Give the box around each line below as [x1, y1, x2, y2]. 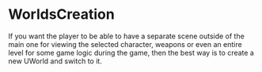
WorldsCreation [8, 5, 115, 23]
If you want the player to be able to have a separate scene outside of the [8, 31, 245, 41]
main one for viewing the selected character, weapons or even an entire [8, 39, 243, 49]
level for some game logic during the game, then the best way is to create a [8, 48, 255, 57]
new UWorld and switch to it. [8, 56, 103, 66]
